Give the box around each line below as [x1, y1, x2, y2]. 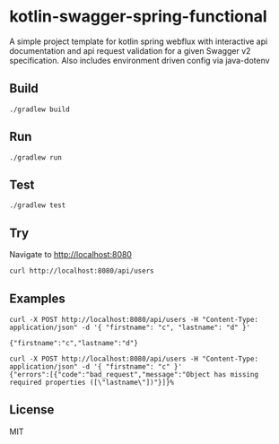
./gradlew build [9, 105, 70, 114]
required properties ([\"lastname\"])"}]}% [9, 378, 175, 387]
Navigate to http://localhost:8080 [9, 249, 133, 260]
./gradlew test [9, 201, 66, 210]
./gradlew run [9, 152, 63, 162]
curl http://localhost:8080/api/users [9, 266, 154, 275]
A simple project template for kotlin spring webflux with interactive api [9, 36, 268, 47]
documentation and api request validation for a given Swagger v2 [9, 45, 251, 56]
